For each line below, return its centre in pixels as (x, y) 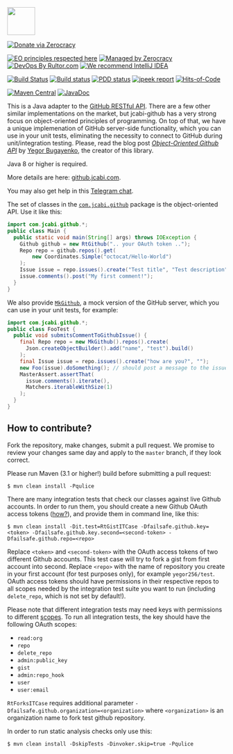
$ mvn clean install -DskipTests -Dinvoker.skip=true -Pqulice (101, 744)
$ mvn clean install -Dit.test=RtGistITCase (72, 527)
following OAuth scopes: (42, 624)
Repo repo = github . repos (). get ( (68, 250)
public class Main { (37, 231)
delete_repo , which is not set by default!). (67, 596)
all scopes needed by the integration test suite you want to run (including (112, 588)
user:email (33, 690)
